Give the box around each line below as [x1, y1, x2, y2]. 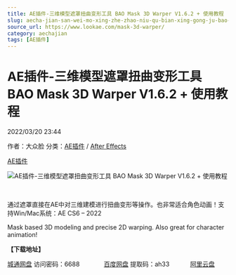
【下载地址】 [7, 245, 44, 253]
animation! [7, 231, 38, 239]
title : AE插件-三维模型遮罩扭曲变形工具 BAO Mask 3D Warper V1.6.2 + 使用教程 [7, 10, 225, 18]
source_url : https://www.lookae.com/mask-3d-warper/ [7, 23, 165, 30]
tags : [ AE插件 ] [7, 36, 50, 43]
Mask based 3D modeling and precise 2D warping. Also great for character [7, 223, 225, 232]
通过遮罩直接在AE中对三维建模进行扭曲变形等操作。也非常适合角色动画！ [7, 201, 219, 209]
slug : [7, 17, 23, 24]
